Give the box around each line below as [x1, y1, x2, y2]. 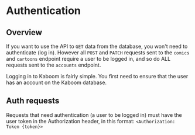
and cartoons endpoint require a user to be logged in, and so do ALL [6, 56, 171, 62]
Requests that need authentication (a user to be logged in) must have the [6, 111, 183, 118]
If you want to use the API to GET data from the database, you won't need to [6, 43, 188, 50]
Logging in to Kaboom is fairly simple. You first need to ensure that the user [6, 73, 189, 79]
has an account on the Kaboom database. [6, 79, 107, 86]
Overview [6, 27, 43, 37]
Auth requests [6, 96, 60, 106]
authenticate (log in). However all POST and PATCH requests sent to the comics [6, 49, 190, 56]
